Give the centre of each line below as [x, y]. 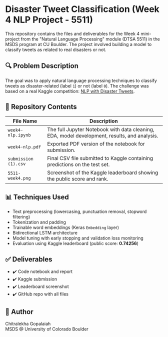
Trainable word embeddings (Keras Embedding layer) [65, 227]
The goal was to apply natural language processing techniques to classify [81, 80]
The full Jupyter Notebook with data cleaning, [101, 129]
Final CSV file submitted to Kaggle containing [100, 158]
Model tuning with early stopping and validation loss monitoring [78, 238]
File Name [25, 121]
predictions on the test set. [78, 164]
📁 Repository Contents [41, 107]
